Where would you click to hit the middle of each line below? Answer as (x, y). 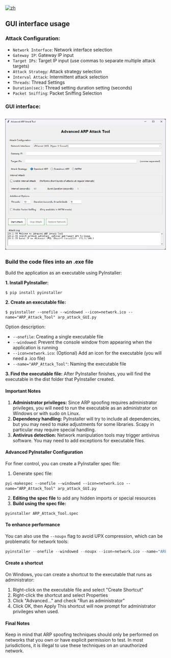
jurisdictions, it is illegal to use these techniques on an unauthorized (76, 645)
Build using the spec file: (39, 503)
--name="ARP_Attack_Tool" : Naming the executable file (69, 364)
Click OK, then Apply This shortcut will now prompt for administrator (84, 606)
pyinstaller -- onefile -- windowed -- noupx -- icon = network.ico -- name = (82, 551)
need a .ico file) (29, 358)
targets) (21, 66)
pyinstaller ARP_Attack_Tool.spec (42, 513)
